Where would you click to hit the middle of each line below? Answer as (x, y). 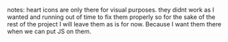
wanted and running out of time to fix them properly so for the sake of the (111, 17)
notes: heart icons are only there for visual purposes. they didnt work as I (111, 10)
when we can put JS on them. (49, 31)
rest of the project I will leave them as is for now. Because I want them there (114, 24)
